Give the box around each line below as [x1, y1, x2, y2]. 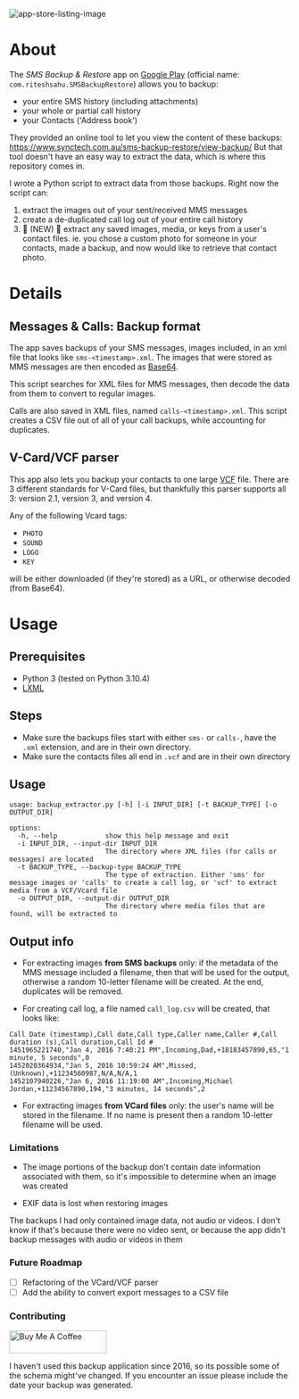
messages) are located [9, 855, 94, 865]
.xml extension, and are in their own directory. [21, 741, 192, 752]
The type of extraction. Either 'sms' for [104, 871, 266, 880]
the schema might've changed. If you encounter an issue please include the [9, 1370, 288, 1381]
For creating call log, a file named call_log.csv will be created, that [21, 1004, 270, 1014]
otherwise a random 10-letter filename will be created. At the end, [21, 977, 264, 988]
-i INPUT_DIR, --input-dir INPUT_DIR [17, 840, 158, 849]
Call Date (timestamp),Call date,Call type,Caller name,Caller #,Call [9, 1031, 278, 1039]
